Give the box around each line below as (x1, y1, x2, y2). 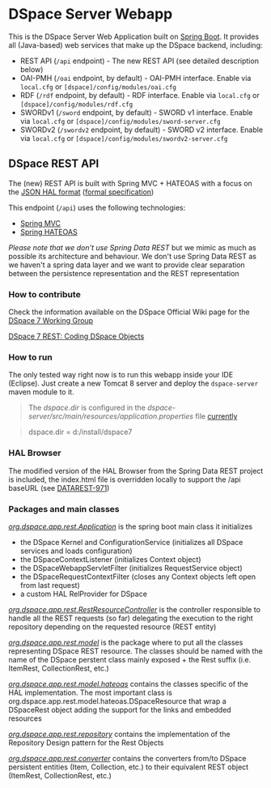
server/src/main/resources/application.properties (28, 411, 194, 421)
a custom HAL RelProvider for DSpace (19, 589, 148, 598)
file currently (195, 411, 238, 421)
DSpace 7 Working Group (8, 316, 94, 326)
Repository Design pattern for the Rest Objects (8, 738, 164, 748)
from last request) (19, 580, 81, 590)
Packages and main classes (8, 503, 120, 514)
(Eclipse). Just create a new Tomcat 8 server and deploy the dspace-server (8, 378, 259, 389)
